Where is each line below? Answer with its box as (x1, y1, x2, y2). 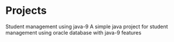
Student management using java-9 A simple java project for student (5, 23, 168, 30)
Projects (5, 4, 47, 17)
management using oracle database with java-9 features (5, 29, 141, 36)
